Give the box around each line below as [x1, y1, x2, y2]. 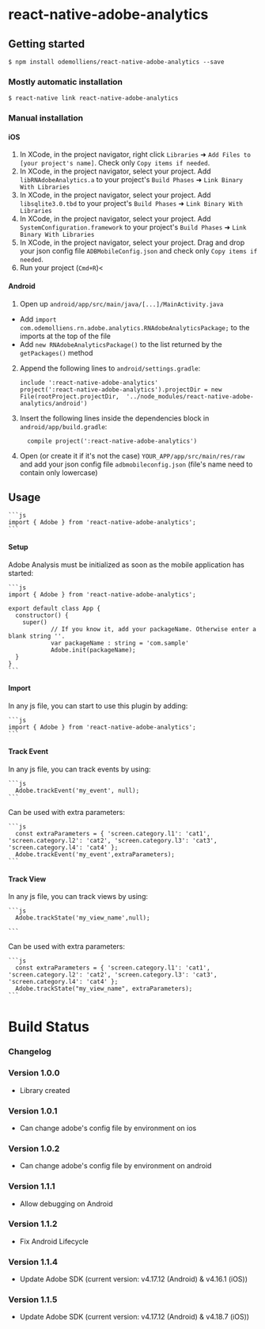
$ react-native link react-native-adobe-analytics [8, 94, 179, 102]
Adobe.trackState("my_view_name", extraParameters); [15, 984, 193, 993]
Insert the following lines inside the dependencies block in [19, 413, 210, 423]
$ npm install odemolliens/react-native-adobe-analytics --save [8, 58, 225, 66]
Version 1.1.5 [8, 1294, 58, 1305]
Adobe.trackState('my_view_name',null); [15, 914, 150, 922]
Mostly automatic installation [8, 76, 123, 87]
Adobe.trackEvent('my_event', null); [15, 786, 140, 795]
